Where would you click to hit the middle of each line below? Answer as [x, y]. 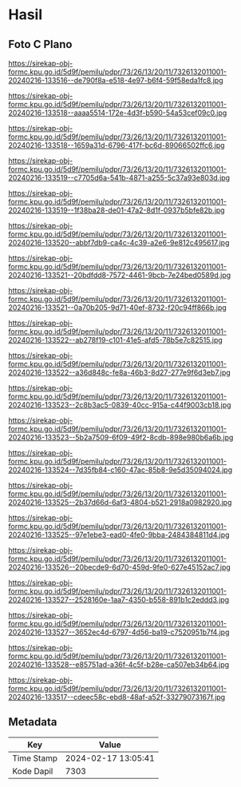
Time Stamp [35, 758]
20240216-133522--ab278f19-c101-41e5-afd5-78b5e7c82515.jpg [116, 340]
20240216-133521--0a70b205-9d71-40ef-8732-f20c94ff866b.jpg [118, 308]
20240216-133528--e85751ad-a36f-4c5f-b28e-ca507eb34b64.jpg [119, 664]
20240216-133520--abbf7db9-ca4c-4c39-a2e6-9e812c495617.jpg [119, 242]
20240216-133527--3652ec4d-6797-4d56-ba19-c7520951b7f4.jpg [119, 632]
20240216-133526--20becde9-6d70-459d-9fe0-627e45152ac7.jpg [120, 567]
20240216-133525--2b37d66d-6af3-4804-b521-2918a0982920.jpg [120, 502]
